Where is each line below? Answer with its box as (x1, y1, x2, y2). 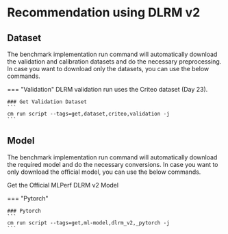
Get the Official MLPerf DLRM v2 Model (7, 181, 118, 189)
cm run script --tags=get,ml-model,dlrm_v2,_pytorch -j (7, 219, 170, 226)
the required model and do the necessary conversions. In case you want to (7, 160, 218, 168)
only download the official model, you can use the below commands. (7, 168, 201, 176)
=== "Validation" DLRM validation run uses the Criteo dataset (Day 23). (7, 86, 208, 93)
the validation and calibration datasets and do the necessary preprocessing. (7, 57, 222, 66)
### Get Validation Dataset (7, 99, 88, 105)
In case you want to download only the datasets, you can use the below (7, 65, 210, 73)
